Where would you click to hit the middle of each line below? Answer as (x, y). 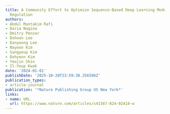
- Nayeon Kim (19, 47)
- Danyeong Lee (21, 43)
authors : (14, 19)
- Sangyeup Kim (21, 52)
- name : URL (18, 99)
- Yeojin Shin (20, 62)
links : (12, 94)
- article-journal (25, 85)
